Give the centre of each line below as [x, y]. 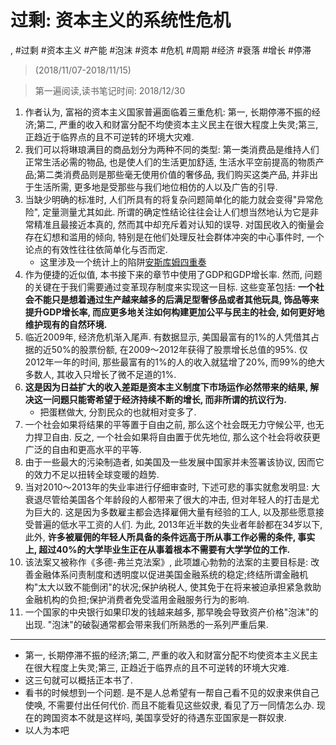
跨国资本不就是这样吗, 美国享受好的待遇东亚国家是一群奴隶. [164, 717]
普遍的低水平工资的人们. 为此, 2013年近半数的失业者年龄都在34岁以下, [178, 524]
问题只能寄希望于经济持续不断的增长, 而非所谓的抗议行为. [169, 399]
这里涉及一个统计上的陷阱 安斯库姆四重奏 [123, 262]
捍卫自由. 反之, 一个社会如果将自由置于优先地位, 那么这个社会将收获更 [177, 437]
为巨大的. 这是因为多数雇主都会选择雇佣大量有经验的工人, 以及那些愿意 [170, 512]
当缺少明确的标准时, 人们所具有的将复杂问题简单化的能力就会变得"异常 [169, 199]
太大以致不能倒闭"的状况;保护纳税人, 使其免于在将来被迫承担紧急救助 [180, 587]
